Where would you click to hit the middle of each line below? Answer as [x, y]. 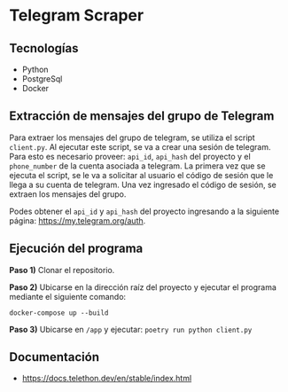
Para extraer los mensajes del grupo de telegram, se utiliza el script [132, 137]
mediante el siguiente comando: [68, 296]
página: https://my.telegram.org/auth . [78, 220]
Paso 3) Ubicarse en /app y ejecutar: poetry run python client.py [131, 329]
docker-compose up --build [59, 313]
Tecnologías [44, 48]
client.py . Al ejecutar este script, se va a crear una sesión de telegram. [140, 146]
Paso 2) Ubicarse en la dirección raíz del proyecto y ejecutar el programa [143, 287]
